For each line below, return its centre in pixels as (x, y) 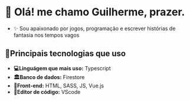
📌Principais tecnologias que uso (65, 53)
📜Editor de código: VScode (47, 92)
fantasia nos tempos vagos (46, 35)
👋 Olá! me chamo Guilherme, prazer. (95, 12)
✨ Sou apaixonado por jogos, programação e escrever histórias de (94, 28)
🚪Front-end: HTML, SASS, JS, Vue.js (58, 86)
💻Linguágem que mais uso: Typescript (62, 68)
